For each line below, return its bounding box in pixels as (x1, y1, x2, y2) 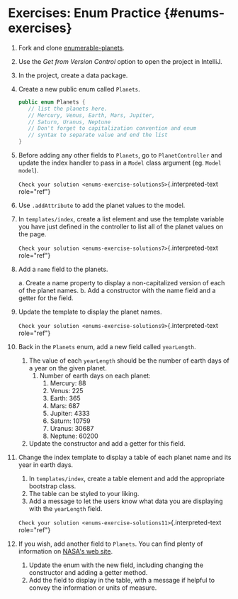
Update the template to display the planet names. (18, 307, 162, 317)
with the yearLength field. (28, 505, 103, 513)
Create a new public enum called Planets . (18, 84, 140, 93)
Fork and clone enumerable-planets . (18, 43, 125, 52)
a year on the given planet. (28, 364, 107, 373)
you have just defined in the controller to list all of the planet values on (18, 222, 224, 231)
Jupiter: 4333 (50, 410, 91, 418)
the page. (18, 230, 47, 238)
